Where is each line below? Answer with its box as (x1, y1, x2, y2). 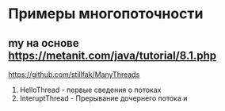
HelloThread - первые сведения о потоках (19, 85, 162, 94)
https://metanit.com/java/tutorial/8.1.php (8, 48, 216, 62)
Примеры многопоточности (8, 5, 204, 23)
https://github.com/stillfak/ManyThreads (8, 70, 140, 79)
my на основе (8, 36, 79, 50)
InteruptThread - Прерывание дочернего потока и (19, 94, 188, 103)
